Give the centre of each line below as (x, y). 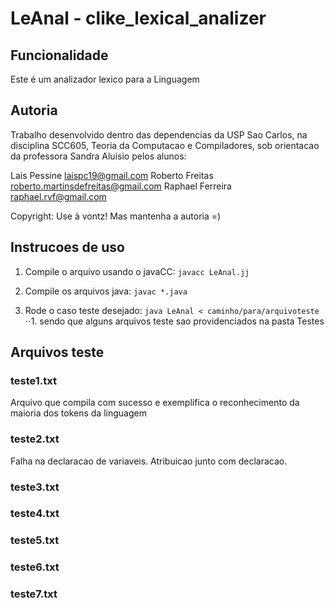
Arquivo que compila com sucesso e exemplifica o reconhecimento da (155, 403)
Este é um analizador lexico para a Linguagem (105, 79)
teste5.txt (35, 540)
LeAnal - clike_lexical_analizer (138, 18)
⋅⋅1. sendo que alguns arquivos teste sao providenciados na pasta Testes (174, 321)
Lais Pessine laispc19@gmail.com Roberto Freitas (112, 175)
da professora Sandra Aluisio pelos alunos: (98, 156)
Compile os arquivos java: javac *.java (106, 291)
